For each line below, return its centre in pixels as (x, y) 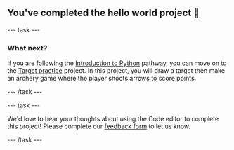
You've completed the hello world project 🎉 (104, 13)
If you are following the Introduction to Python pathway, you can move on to (117, 63)
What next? (27, 48)
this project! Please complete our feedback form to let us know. (99, 126)
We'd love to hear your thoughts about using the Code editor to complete (113, 119)
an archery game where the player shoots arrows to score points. (102, 79)
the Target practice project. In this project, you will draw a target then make (116, 71)
